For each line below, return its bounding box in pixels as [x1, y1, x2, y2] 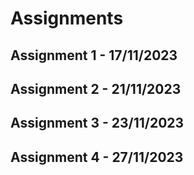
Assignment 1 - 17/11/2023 [10, 47, 178, 64]
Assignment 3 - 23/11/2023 [10, 115, 185, 132]
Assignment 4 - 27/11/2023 [10, 148, 184, 166]
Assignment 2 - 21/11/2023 [10, 80, 182, 97]
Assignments [10, 7, 124, 30]
